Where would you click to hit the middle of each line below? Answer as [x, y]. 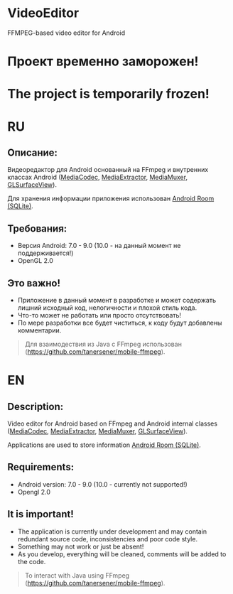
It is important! [41, 514]
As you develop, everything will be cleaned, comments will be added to [122, 554]
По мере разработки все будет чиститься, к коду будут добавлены [120, 323]
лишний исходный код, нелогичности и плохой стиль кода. [107, 308]
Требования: [37, 228]
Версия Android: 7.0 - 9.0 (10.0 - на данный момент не [99, 246]
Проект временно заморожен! [103, 61]
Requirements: [41, 467]
